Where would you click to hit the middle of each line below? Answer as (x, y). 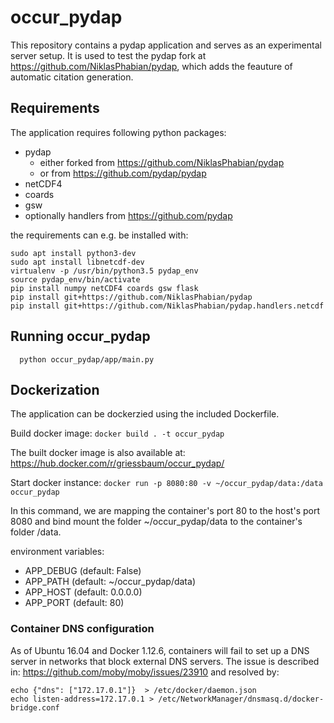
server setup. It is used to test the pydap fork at (108, 55)
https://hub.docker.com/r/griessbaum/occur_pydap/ (117, 463)
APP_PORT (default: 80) (74, 603)
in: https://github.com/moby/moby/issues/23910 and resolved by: (145, 672)
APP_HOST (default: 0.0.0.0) (83, 592)
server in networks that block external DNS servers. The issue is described (165, 661)
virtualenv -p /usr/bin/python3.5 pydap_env (104, 271)
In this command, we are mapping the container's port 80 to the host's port (165, 511)
